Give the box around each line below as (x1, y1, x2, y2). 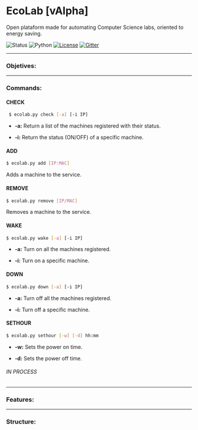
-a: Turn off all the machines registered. (14, 294, 112, 302)
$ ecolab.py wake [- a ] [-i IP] (6, 235, 83, 241)
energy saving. (6, 30, 42, 37)
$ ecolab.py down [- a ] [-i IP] (6, 284, 83, 290)
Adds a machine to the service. (6, 171, 82, 178)
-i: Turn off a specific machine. (14, 306, 90, 313)
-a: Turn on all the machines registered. (14, 246, 111, 253)
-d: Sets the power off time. (14, 354, 82, 361)
